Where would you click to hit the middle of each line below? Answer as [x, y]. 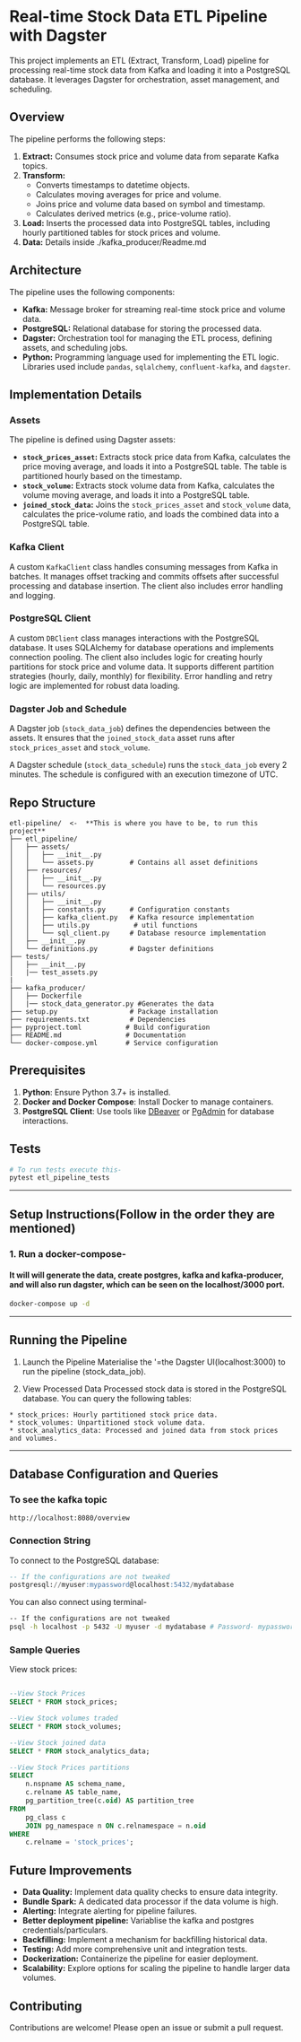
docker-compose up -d [50, 1304]
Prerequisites [47, 1071]
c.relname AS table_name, [74, 1793]
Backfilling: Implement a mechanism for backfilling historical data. [145, 1940]
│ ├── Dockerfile [46, 996]
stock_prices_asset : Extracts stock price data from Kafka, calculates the [156, 457]
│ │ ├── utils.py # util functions [104, 925]
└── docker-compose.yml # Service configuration [114, 1043]
